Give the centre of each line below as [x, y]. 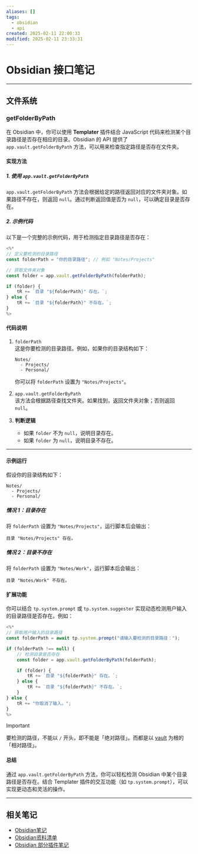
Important [18, 726]
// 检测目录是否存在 [38, 654]
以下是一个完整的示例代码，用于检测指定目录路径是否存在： [78, 238]
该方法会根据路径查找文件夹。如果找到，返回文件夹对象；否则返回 [95, 400]
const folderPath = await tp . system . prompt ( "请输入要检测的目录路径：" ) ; [93, 638]
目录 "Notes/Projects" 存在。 [41, 538]
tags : [13, 17]
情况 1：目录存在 [26, 510]
